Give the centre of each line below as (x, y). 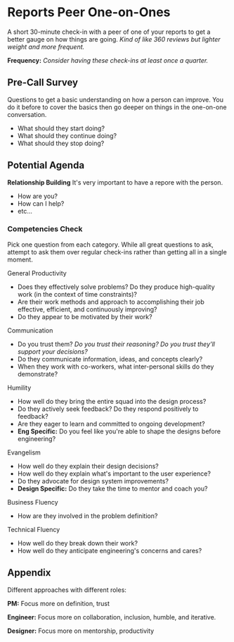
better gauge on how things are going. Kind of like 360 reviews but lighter (114, 39)
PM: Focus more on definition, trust (59, 603)
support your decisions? (52, 351)
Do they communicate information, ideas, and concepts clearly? (110, 359)
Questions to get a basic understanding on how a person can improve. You (115, 99)
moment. (20, 259)
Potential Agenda (46, 165)
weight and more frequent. (46, 47)
